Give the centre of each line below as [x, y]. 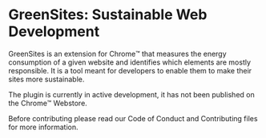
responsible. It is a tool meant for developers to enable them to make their [130, 70]
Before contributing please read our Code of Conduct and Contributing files [133, 118]
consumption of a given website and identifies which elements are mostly [129, 62]
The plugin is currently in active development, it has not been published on [131, 94]
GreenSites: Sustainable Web [108, 15]
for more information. [43, 127]
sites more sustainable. [46, 79]
